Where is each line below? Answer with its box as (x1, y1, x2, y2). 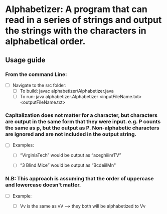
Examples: (12, 142, 34, 148)
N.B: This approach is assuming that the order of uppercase (5, 175, 154, 182)
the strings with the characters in (5, 25, 146, 36)
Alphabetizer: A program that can (5, 4, 148, 15)
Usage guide (5, 55, 46, 64)
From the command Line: (5, 70, 67, 78)
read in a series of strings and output (5, 14, 162, 26)
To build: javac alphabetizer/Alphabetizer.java (20, 88, 114, 94)
